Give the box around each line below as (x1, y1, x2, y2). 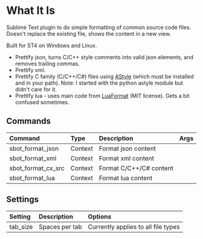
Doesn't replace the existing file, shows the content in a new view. (6, 30, 171, 37)
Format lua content (99, 174, 153, 182)
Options (87, 212, 111, 221)
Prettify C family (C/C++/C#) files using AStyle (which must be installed (15, 73, 194, 80)
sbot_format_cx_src (9, 164, 65, 172)
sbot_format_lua (9, 174, 56, 182)
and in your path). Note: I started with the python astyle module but (15, 79, 184, 87)
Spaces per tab (38, 222, 82, 231)
